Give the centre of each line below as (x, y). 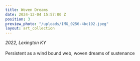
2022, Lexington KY (26, 42)
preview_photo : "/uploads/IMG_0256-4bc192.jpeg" (57, 24)
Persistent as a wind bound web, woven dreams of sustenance (70, 53)
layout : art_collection (30, 28)
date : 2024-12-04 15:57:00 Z (36, 14)
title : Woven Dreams (27, 10)
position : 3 (18, 19)
